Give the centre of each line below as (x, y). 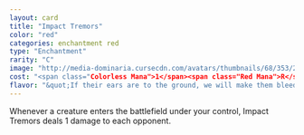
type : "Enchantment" (48, 52)
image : (22, 69)
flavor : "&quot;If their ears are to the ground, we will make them (141, 85)
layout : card (34, 18)
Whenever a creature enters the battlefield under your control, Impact (139, 111)
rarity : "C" (32, 60)
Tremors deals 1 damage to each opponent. (90, 121)
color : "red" (34, 34)
